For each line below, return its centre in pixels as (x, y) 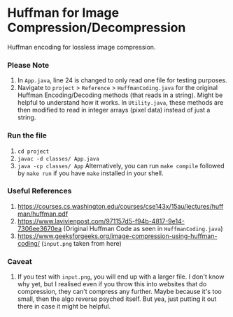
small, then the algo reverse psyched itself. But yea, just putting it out (117, 299)
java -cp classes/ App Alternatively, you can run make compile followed (121, 165)
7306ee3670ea (39, 228)
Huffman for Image (63, 13)
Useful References (40, 191)
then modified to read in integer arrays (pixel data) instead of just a (114, 110)
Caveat (20, 261)
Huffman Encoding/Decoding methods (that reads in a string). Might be (120, 95)
